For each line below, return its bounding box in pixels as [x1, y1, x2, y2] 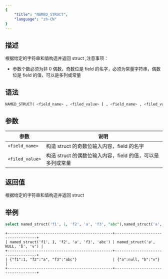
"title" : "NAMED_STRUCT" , [14, 12, 68, 17]
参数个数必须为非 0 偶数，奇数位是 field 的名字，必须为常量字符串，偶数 [12, 66, 161, 72]
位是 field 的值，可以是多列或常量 [12, 72, 81, 78]
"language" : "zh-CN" [14, 16, 57, 21]
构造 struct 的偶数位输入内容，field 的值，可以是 [45, 152, 159, 159]
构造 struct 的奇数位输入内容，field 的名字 [45, 142, 144, 149]
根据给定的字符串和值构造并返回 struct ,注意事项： [5, 55, 109, 61]
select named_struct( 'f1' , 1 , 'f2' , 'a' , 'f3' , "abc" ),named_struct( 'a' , [5, 222, 162, 227]
